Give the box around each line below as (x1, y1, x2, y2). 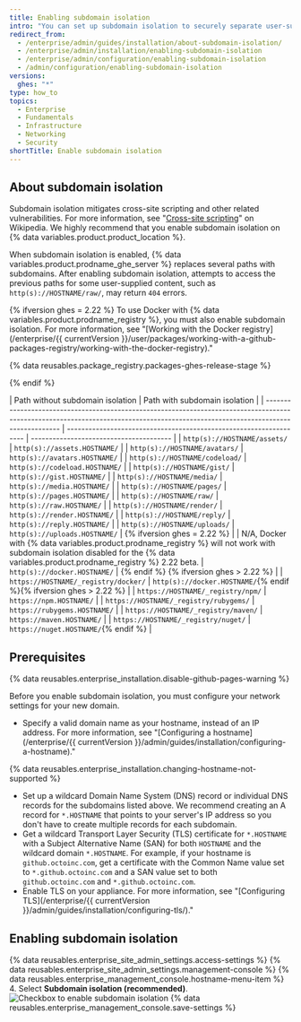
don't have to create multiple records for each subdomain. (21, 819, 237, 830)
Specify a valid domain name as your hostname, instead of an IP (21, 718, 260, 729)
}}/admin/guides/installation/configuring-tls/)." (21, 905, 194, 915)
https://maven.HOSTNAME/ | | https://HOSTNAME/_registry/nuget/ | (9, 614, 251, 625)
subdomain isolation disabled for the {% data (9, 548, 176, 559)
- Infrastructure (17, 122, 82, 131)
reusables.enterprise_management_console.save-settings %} (9, 1002, 236, 1013)
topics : (9, 96, 39, 106)
